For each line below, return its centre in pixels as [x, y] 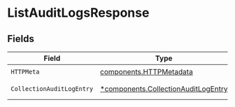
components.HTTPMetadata [147, 71]
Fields [21, 39]
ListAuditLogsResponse [78, 13]
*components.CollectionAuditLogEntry [164, 89]
